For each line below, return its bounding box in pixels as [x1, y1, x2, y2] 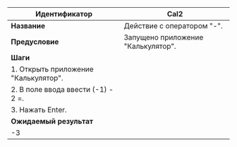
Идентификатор [35, 9, 93, 18]
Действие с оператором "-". [123, 21, 224, 30]
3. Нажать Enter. [11, 105, 67, 114]
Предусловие [11, 37, 59, 47]
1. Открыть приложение [11, 64, 94, 73]
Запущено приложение [123, 33, 204, 42]
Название [11, 21, 46, 30]
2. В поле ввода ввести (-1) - [11, 85, 114, 94]
